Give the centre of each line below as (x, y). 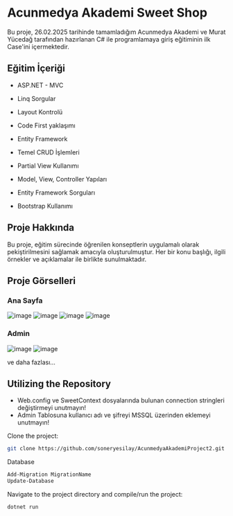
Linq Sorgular (36, 98)
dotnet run (23, 507)
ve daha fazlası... (31, 362)
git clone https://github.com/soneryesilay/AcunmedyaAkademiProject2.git (116, 449)
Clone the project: (33, 436)
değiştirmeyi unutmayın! (52, 408)
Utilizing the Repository (59, 383)
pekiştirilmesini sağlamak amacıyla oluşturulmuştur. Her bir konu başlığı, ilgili (116, 251)
